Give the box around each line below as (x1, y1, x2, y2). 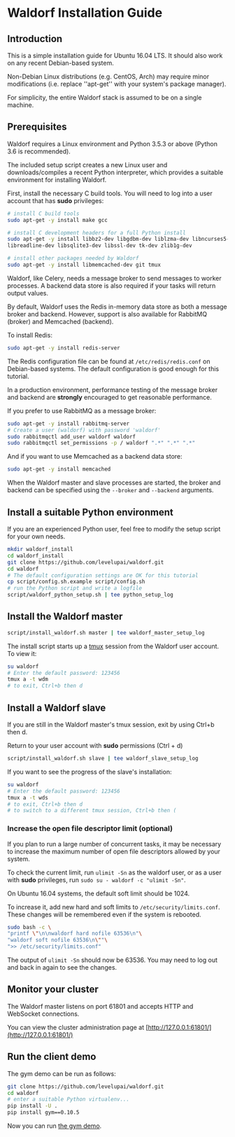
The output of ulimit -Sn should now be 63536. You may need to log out (7, 956, 218, 964)
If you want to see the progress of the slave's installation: (7, 767, 172, 776)
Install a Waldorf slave (7, 702, 106, 713)
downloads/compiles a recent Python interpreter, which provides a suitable (7, 168, 224, 176)
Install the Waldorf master (7, 611, 123, 622)
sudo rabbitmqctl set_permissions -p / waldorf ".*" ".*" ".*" (7, 440, 196, 447)
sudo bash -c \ (7, 923, 52, 930)
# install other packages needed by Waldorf (7, 255, 139, 262)
